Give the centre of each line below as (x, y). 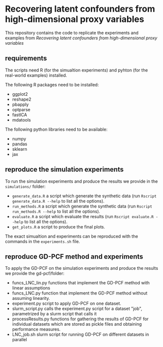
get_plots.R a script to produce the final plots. (59, 226)
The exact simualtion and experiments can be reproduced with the (72, 236)
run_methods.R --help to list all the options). (56, 211)
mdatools (21, 120)
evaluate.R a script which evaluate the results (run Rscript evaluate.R (83, 216)
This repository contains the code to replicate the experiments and (72, 33)
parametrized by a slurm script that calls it (54, 314)
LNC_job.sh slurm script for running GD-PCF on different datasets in (81, 334)
